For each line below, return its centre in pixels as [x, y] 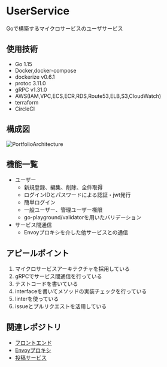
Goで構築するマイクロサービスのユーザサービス [65, 28]
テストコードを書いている [46, 284]
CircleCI [25, 109]
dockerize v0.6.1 [35, 77]
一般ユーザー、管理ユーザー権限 [63, 210]
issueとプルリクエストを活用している [60, 306]
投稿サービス [31, 358]
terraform [27, 102]
